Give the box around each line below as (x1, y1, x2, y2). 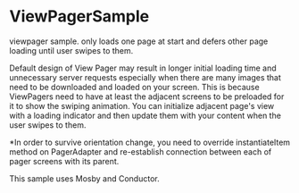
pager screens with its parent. (9, 155, 120, 166)
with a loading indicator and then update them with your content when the (9, 110, 281, 121)
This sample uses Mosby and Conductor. (9, 172, 160, 184)
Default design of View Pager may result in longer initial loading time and (9, 63, 277, 73)
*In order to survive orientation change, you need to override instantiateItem (9, 137, 291, 147)
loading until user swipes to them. (9, 45, 134, 55)
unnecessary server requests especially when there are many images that (9, 71, 281, 82)
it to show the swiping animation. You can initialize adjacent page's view (9, 100, 275, 111)
